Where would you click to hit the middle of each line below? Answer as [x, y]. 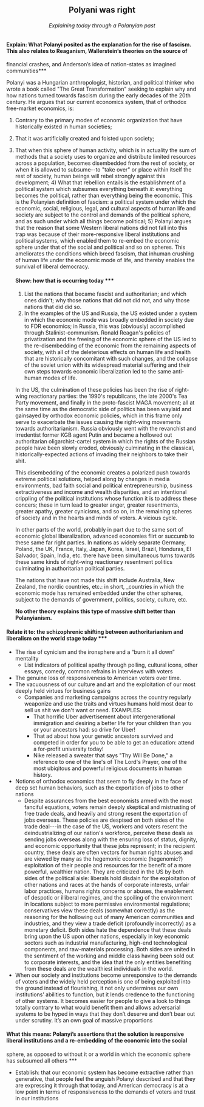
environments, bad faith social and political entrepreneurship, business [104, 485]
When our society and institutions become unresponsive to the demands [106, 975]
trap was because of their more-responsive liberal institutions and [97, 234]
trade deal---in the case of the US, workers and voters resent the [106, 826]
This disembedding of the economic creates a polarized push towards [103, 473]
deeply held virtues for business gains [63, 690]
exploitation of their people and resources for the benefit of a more [108, 865]
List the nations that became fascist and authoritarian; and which [105, 294]
